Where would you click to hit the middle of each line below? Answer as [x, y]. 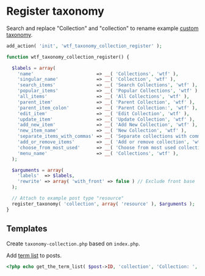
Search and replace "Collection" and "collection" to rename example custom [103, 28]
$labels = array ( [34, 68]
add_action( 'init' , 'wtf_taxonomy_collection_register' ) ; [85, 46]
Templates [27, 229]
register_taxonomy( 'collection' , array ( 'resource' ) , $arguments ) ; [103, 204]
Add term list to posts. [34, 255]
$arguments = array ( [38, 170]
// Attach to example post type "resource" [68, 198]
